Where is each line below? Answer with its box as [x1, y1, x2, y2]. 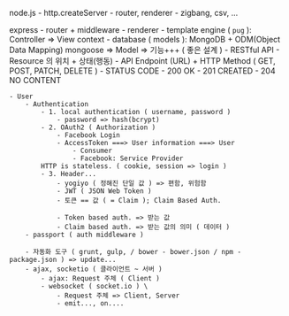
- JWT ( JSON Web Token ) [56, 187, 152, 196]
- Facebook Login [56, 131, 121, 140]
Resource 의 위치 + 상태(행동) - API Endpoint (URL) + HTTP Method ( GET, [9, 56, 276, 66]
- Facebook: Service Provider [72, 154, 184, 163]
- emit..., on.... [56, 299, 125, 308]
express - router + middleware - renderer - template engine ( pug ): [9, 25, 252, 35]
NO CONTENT [9, 75, 62, 85]
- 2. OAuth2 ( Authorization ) [41, 123, 156, 132]
